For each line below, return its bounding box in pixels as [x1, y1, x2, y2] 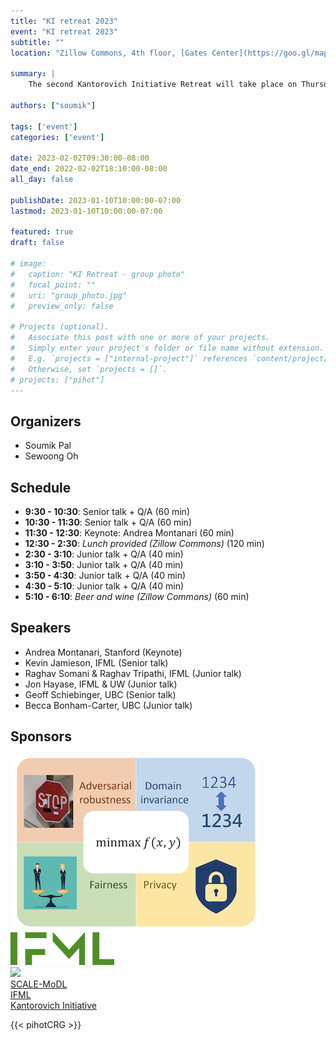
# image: [10, 259, 47, 269]
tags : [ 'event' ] [10, 121, 78, 132]
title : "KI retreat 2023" [10, 16, 118, 26]
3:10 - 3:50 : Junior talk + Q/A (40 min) [24, 559, 184, 570]
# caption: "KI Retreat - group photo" [10, 269, 186, 279]
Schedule [10, 479, 72, 496]
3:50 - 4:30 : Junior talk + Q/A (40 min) [24, 570, 187, 581]
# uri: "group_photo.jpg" [10, 290, 128, 300]
